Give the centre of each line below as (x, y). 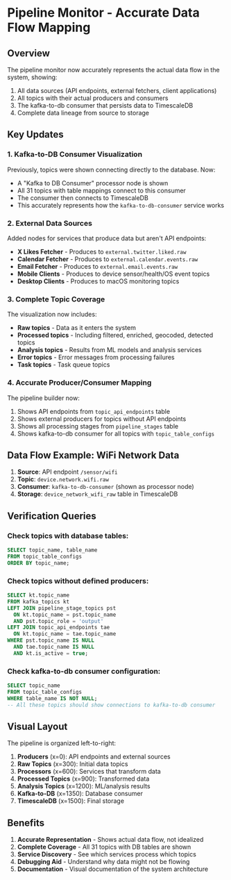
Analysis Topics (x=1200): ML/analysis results (84, 786)
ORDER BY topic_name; (38, 563)
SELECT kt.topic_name (38, 595)
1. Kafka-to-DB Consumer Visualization (75, 154)
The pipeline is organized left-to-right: (62, 743)
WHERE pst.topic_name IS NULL (51, 640)
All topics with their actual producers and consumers (93, 98)
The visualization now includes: (52, 315)
